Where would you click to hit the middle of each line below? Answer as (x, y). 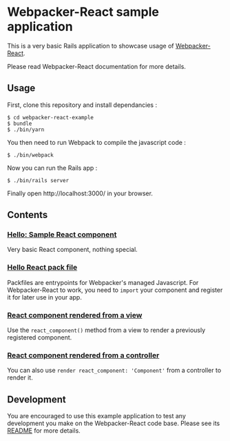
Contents (28, 215)
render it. (20, 378)
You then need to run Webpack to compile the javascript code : (96, 142)
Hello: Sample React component (62, 235)
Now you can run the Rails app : (52, 168)
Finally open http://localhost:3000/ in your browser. (80, 193)
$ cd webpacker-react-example (51, 117)
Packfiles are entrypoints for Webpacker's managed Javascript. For (103, 282)
